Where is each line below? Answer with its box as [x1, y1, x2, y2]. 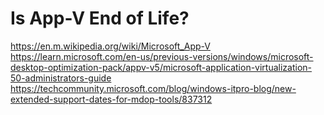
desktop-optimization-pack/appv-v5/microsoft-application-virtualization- [10, 61, 313, 73]
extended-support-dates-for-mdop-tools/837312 [10, 93, 213, 105]
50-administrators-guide [10, 72, 112, 84]
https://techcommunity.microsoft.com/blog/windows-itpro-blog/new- [10, 82, 297, 94]
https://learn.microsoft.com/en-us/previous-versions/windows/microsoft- [10, 50, 314, 62]
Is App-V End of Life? [10, 7, 190, 30]
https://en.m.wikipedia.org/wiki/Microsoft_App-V [10, 40, 211, 52]
